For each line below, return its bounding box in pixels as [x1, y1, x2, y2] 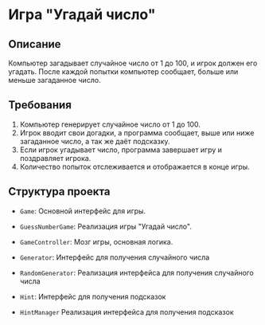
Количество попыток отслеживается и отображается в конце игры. [19, 162, 251, 171]
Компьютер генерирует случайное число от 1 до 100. [19, 119, 201, 129]
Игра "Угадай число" [8, 6, 156, 24]
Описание [8, 37, 61, 51]
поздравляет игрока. [19, 153, 92, 162]
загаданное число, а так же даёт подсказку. [19, 136, 170, 146]
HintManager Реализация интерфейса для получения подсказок [19, 307, 234, 316]
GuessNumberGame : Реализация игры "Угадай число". [19, 221, 193, 231]
